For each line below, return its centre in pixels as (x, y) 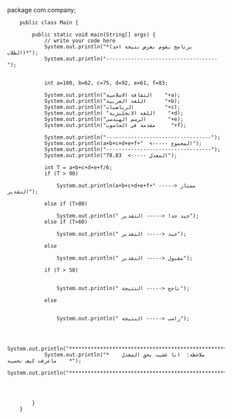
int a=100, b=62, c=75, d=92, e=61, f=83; (106, 83)
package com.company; (41, 10)
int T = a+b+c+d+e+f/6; (78, 168)
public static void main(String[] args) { (94, 35)
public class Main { (49, 23)
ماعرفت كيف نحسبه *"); (44, 361)
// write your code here (80, 41)
